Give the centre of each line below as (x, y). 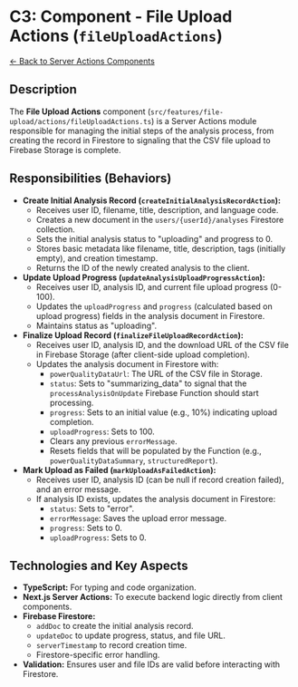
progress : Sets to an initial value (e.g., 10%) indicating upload (163, 412)
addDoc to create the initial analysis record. (115, 626)
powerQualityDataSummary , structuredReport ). (134, 460)
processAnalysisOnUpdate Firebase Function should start (154, 392)
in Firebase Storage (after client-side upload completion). (143, 354)
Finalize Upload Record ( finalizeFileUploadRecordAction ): (133, 335)
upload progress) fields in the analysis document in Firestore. (150, 315)
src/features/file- (187, 112)
